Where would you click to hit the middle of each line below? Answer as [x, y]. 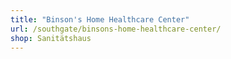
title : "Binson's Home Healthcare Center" [100, 19]
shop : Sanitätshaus [51, 38]
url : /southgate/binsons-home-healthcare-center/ [116, 29]
